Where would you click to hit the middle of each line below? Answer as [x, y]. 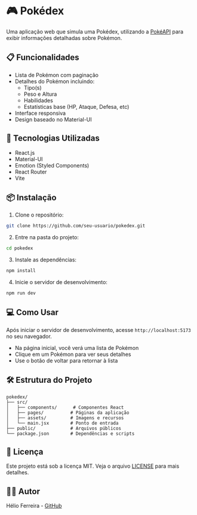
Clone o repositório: [39, 215]
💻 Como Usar [32, 313]
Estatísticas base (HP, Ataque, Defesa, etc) [76, 106]
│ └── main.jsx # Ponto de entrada [62, 423]
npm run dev [21, 293]
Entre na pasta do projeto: [47, 237]
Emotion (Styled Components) [52, 165]
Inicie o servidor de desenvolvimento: [61, 282]
